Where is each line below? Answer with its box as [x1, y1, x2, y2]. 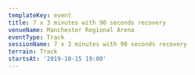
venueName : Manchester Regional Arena [8, 26, 135, 34]
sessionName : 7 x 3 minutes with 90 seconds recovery [8, 41, 188, 48]
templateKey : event [8, 11, 72, 20]
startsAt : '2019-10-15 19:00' [8, 55, 107, 63]
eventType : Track [8, 33, 65, 41]
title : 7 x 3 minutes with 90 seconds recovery [8, 19, 167, 27]
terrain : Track [8, 48, 58, 55]
